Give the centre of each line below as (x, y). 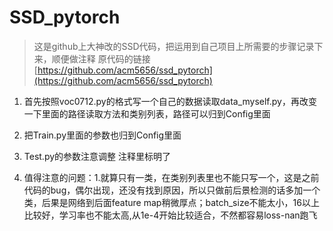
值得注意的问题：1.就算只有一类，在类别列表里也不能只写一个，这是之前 (171, 177)
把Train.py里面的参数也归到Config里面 (102, 135)
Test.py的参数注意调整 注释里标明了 (97, 156)
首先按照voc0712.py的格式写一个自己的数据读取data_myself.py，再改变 (170, 101)
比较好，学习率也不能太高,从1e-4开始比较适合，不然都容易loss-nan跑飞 (170, 215)
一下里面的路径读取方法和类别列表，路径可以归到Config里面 (147, 113)
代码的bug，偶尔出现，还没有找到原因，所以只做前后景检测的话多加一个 (172, 190)
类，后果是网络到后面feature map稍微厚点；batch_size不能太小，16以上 (171, 202)
